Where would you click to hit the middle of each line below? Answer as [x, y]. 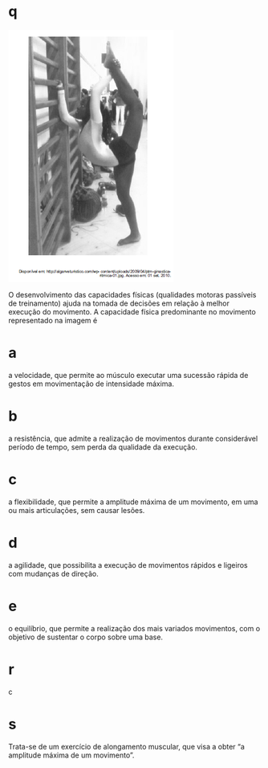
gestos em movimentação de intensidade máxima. [91, 384]
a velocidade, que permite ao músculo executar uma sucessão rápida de [128, 375]
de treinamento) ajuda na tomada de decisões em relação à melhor [119, 303]
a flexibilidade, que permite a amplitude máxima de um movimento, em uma [133, 502]
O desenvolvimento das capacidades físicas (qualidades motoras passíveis [132, 294]
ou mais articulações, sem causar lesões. [77, 510]
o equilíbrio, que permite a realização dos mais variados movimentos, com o [134, 628]
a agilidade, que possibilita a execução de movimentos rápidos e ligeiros [128, 565]
